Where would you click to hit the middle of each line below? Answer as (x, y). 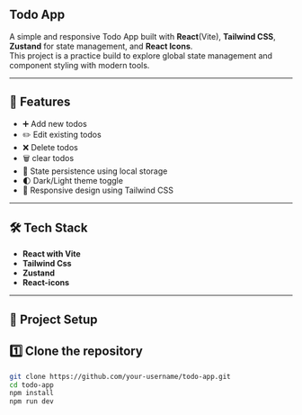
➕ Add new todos (54, 123)
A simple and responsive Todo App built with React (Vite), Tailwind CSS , (142, 36)
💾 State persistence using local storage (95, 171)
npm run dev (31, 401)
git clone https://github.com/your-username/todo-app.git (120, 376)
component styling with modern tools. (80, 65)
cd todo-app (31, 385)
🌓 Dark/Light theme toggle (73, 180)
